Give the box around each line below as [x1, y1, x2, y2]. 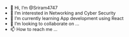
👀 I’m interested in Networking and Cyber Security [10, 10, 116, 16]
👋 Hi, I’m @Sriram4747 [10, 5, 58, 10]
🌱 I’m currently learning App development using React [10, 15, 124, 21]
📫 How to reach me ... [10, 26, 58, 32]
